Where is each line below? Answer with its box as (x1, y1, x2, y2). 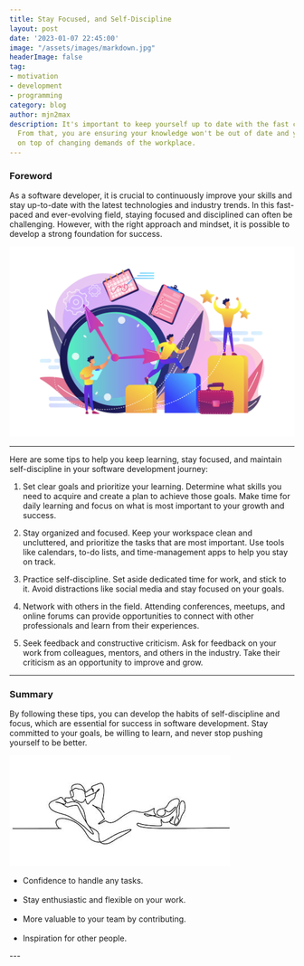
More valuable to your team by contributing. (22, 914, 187, 924)
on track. (22, 556, 56, 567)
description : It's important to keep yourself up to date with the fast (9, 119, 290, 128)
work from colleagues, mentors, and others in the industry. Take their (22, 647, 280, 658)
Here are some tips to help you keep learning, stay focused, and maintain (9, 453, 282, 465)
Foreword (9, 169, 52, 182)
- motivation (9, 72, 59, 81)
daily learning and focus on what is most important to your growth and (22, 500, 285, 511)
